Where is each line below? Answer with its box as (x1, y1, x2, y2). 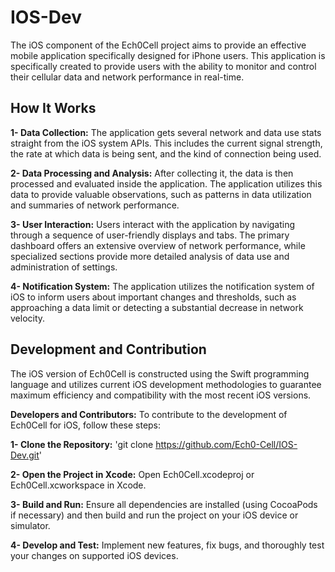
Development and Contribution (10, 341, 207, 358)
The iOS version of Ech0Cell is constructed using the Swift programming (10, 367, 310, 380)
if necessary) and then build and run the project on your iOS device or (10, 509, 299, 521)
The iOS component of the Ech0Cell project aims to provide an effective (10, 39, 307, 51)
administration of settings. (10, 261, 118, 273)
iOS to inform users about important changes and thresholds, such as (10, 291, 297, 303)
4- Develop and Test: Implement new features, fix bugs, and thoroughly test (10, 539, 325, 551)
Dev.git (10, 449, 40, 461)
